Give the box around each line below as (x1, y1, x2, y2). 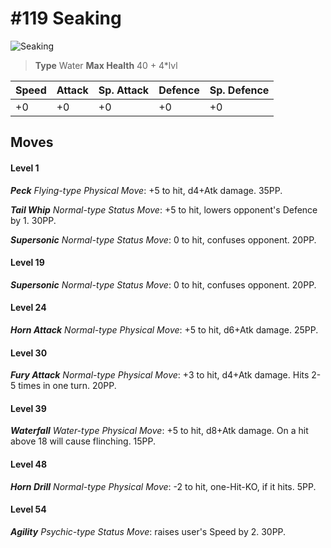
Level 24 (10, 302, 47, 314)
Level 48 (10, 458, 48, 470)
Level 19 (10, 257, 45, 269)
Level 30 (10, 347, 48, 359)
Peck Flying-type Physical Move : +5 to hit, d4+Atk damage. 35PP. (10, 184, 283, 196)
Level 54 (10, 503, 47, 516)
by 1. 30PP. (10, 214, 57, 226)
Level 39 (10, 402, 47, 414)
